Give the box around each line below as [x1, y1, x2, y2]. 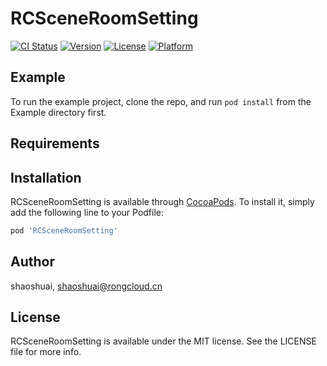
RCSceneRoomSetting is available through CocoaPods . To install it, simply [10, 195, 315, 207]
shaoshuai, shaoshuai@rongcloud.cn [10, 280, 163, 292]
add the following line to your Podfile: [10, 206, 165, 218]
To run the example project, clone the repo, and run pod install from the [10, 95, 312, 107]
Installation [10, 169, 82, 186]
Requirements [10, 135, 100, 152]
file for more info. [10, 346, 82, 358]
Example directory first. [10, 106, 107, 118]
